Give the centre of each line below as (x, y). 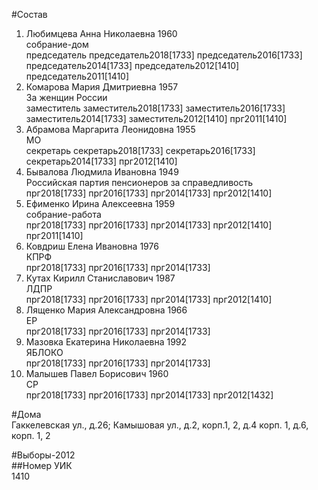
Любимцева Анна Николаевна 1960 (101, 33)
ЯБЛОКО (44, 352)
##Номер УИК (42, 465)
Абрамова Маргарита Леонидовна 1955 (110, 129)
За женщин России (66, 97)
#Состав (29, 14)
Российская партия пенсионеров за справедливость (139, 182)
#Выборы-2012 (43, 455)
